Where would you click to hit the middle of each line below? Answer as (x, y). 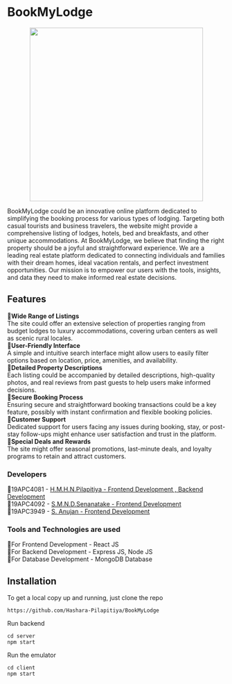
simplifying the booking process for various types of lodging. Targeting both (116, 218)
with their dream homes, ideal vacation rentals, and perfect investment (108, 262)
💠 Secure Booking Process (45, 397)
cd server (21, 636)
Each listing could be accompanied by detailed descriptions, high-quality (111, 375)
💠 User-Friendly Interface (44, 345)
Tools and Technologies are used (64, 529)
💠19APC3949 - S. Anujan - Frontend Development (79, 512)
